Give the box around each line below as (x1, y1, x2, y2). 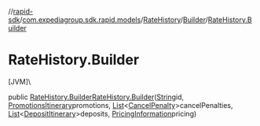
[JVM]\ (8, 76, 31, 86)
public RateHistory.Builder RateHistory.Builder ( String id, (8, 92, 185, 102)
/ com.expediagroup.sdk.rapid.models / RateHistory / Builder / (19, 15, 208, 24)
